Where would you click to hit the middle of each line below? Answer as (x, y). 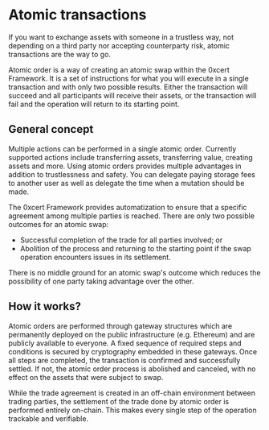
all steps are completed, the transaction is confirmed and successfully (124, 360)
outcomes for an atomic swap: (59, 224)
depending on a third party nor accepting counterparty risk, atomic (119, 45)
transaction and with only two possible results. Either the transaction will (128, 87)
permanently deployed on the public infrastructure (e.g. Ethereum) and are (132, 334)
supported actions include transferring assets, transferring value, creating (130, 157)
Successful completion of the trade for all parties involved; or (121, 240)
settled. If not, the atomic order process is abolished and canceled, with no (132, 369)
